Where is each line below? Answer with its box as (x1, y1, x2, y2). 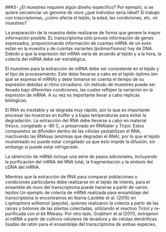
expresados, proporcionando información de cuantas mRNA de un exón (5, 40, 152, 46)
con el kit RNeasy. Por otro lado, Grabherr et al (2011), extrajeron (27, 211, 159, 217)
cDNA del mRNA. (5, 164, 40, 170)
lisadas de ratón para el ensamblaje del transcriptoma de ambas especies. (5, 221, 157, 227)
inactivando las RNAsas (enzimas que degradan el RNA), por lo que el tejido (5, 134, 160, 139)
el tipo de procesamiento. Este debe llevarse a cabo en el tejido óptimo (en (5, 71, 158, 77)
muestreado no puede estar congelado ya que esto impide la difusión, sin (5, 139, 156, 145)
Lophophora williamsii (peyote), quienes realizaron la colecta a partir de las (5, 200, 159, 206)
